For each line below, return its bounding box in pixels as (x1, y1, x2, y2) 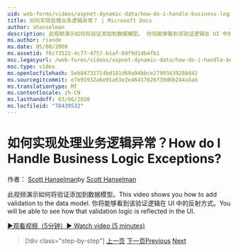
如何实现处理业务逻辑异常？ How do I (7, 135, 221, 151)
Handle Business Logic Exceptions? (7, 151, 222, 167)
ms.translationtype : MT (7, 83, 78, 90)
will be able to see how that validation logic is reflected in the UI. (7, 207, 195, 215)
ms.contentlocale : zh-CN (7, 89, 81, 96)
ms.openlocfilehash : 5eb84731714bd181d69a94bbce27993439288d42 (7, 69, 198, 76)
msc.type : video (7, 63, 55, 70)
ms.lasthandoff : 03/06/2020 (7, 96, 91, 103)
